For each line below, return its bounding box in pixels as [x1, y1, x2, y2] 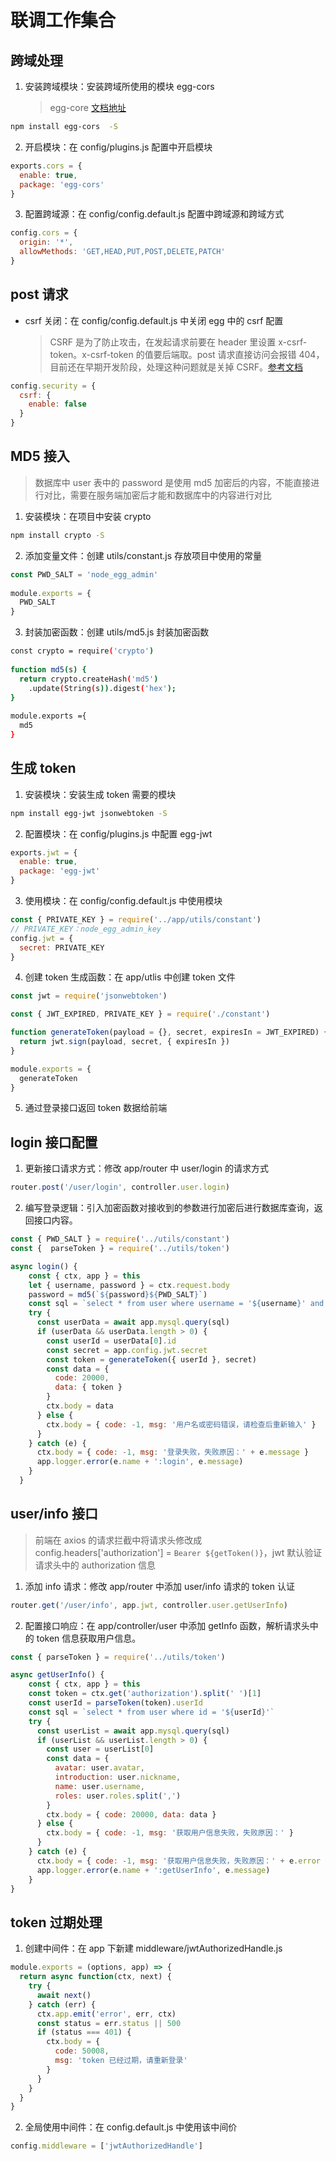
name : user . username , [54, 1781, 145, 1791]
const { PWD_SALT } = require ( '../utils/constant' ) [10, 1234, 230, 1245]
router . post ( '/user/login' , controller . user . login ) [10, 1182, 230, 1193]
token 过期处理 [10, 1914, 103, 1931]
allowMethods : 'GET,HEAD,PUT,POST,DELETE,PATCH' [19, 247, 226, 257]
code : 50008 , [54, 2046, 110, 2056]
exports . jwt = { [10, 847, 78, 858]
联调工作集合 [10, 9, 117, 32]
